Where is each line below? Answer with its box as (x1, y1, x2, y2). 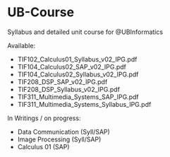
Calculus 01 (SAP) (17, 142, 70, 151)
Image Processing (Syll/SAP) (17, 135, 102, 144)
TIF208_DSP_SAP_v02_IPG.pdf (17, 77, 108, 86)
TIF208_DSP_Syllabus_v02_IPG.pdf (17, 85, 120, 93)
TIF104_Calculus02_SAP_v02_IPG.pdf (17, 62, 127, 71)
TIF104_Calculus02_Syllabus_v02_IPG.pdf (17, 70, 139, 78)
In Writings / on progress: (7, 114, 81, 122)
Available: (7, 41, 36, 50)
